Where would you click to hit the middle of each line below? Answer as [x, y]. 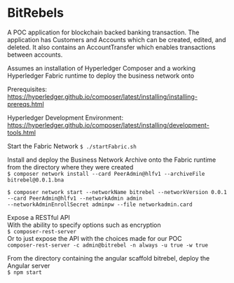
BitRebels [36, 13]
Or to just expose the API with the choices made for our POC [95, 238]
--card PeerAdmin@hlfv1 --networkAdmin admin [75, 198]
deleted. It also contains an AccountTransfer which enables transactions [111, 47]
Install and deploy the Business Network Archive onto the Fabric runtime [112, 160]
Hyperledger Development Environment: [66, 118]
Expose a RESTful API [39, 217]
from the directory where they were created [70, 167]
